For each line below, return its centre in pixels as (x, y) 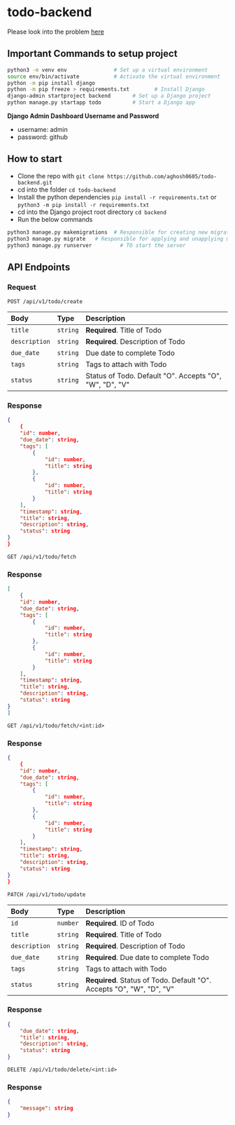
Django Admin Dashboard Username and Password (83, 116)
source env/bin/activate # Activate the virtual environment (114, 76)
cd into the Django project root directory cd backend (92, 212)
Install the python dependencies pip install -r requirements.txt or (117, 197)
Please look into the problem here (56, 32)
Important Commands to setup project (92, 54)
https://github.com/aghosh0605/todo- (162, 176)
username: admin (43, 129)
